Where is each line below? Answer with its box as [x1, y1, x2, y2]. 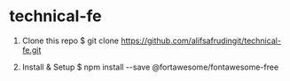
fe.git [21, 44, 42, 55]
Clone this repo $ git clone [21, 35, 120, 46]
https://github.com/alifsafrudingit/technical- [121, 35, 282, 46]
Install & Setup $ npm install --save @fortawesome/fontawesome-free [21, 62, 279, 72]
